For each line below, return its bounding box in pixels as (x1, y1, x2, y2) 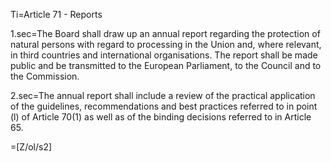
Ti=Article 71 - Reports (10, 9, 103, 20)
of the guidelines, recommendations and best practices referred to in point (10, 100, 318, 112)
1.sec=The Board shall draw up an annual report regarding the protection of (10, 28, 321, 39)
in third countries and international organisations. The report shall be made (10, 49, 318, 61)
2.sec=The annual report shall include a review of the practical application (10, 90, 316, 101)
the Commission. (10, 70, 80, 82)
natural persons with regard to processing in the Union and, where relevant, (10, 39, 322, 50)
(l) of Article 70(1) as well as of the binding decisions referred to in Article (10, 111, 312, 123)
